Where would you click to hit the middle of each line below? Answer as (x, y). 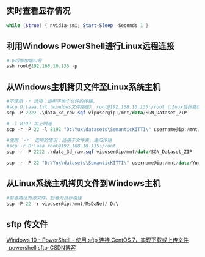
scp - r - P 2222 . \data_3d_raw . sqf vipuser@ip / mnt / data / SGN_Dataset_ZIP (99, 152)
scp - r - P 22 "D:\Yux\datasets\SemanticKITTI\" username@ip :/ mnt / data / (99, 163)
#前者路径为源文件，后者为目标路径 (44, 198)
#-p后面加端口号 (24, 61)
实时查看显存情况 (38, 11)
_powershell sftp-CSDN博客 (41, 248)
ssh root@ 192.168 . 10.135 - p (42, 66)
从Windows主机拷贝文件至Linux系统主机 (83, 87)
